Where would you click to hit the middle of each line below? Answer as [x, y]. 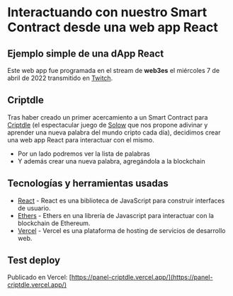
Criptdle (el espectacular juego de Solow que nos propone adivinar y [108, 125]
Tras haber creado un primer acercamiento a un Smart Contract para [108, 117]
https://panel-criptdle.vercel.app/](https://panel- [142, 278]
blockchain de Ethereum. [54, 223]
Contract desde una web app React [113, 27]
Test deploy [34, 260]
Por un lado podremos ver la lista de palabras [84, 154]
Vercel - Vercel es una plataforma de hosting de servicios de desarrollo [121, 230]
